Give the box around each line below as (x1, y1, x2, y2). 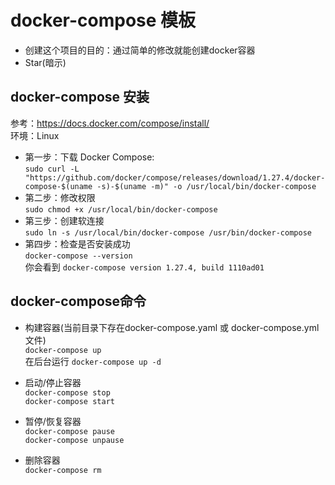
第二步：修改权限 (24, 191, 96, 203)
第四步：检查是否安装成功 (24, 237, 131, 250)
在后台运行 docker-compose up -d (24, 355, 162, 367)
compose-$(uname (24, 181, 93, 191)
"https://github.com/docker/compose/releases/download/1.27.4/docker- (24, 172, 326, 183)
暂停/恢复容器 (24, 415, 82, 427)
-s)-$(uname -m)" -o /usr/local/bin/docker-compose (96, 181, 317, 191)
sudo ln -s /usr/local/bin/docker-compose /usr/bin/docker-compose (24, 227, 312, 238)
